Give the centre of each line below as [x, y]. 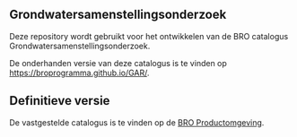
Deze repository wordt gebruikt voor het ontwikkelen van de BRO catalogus [149, 36]
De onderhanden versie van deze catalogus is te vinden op [118, 63]
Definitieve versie [60, 101]
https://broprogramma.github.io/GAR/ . [79, 73]
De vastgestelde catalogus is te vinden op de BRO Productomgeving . [137, 122]
